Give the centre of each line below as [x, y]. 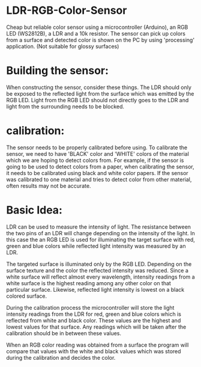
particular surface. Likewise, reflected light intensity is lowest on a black [95, 289]
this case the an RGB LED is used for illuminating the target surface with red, [100, 239]
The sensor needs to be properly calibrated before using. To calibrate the [97, 147]
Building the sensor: [58, 71]
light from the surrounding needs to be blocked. [65, 106]
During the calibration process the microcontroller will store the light [90, 307]
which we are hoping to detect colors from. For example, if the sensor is [95, 160]
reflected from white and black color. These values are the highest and [94, 320]
